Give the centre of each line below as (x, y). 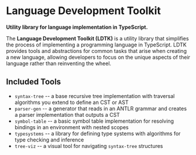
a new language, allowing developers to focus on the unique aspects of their (98, 57)
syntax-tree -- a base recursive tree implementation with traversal (94, 96)
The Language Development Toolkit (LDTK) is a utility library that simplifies (97, 38)
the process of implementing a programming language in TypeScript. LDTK (97, 45)
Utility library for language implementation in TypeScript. (77, 27)
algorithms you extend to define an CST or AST (71, 102)
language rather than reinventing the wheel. (59, 63)
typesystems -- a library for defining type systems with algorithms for (97, 133)
